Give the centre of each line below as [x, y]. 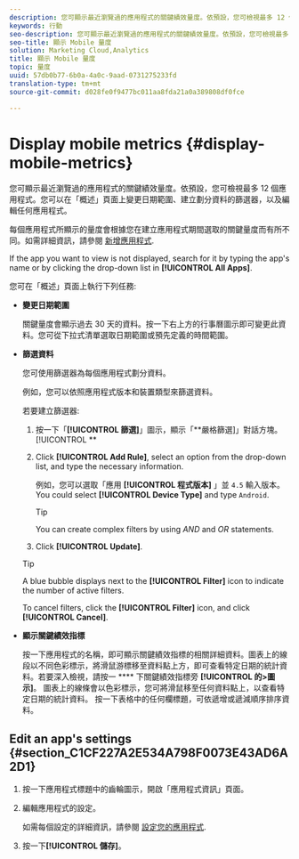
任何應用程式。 [44, 211]
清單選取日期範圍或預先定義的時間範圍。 [158, 336]
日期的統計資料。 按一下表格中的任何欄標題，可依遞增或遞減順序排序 [156, 699]
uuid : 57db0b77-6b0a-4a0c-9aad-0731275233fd [93, 76]
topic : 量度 [30, 68]
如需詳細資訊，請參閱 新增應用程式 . [89, 240]
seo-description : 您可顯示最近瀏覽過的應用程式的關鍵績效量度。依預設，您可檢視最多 [149, 34]
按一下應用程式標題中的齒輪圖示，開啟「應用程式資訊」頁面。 [135, 790]
